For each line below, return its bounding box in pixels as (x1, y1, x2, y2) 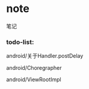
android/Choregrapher (6, 64, 62, 72)
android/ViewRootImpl (6, 76, 61, 83)
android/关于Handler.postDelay (6, 52, 84, 60)
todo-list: (6, 38, 34, 46)
